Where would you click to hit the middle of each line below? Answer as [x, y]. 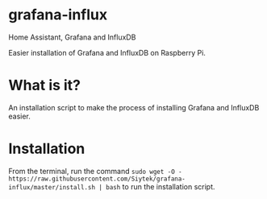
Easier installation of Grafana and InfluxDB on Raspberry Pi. [107, 52]
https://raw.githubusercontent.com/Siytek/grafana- [97, 179]
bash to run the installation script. [161, 186]
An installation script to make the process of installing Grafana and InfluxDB [134, 107]
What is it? [45, 85]
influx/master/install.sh [52, 187]
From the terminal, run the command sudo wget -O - [96, 171]
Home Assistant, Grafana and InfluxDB [72, 37]
